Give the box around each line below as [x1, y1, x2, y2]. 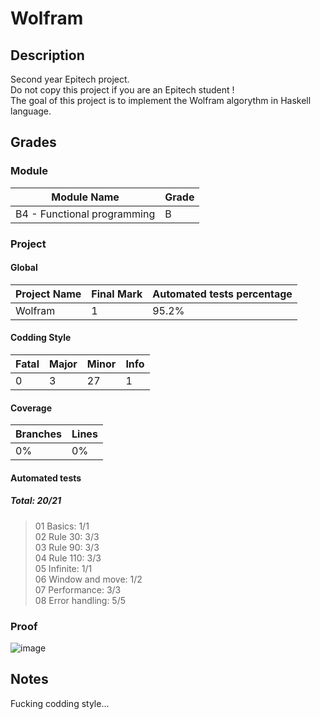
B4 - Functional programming [15, 207, 156, 221]
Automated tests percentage [152, 287, 293, 301]
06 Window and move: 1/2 [34, 573, 143, 585]
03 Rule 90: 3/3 [34, 541, 100, 553]
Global [10, 262, 38, 274]
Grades [10, 134, 57, 151]
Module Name [51, 190, 120, 204]
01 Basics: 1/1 [34, 520, 90, 532]
